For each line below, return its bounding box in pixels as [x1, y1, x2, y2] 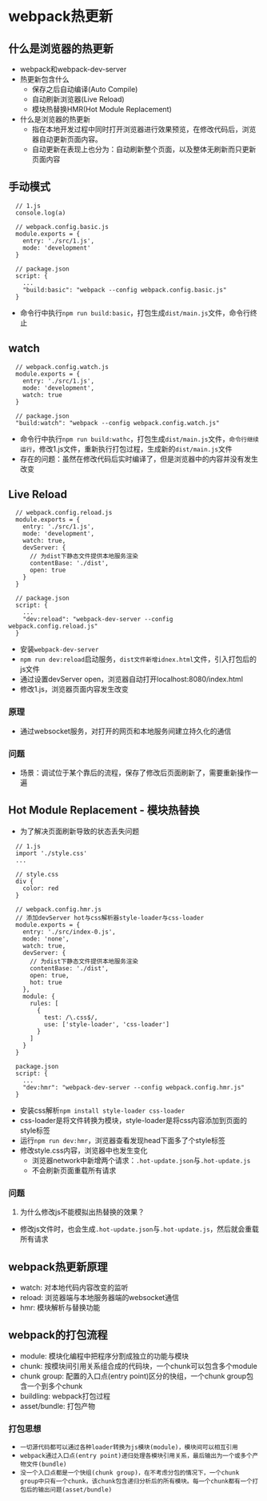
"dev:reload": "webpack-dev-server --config [22, 616, 173, 624]
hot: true [29, 978, 62, 986]
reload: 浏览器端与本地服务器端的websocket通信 [19, 1292, 180, 1302]
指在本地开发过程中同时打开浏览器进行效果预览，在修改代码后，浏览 [31, 125, 257, 134]
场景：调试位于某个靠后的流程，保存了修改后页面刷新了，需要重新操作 [19, 768, 252, 777]
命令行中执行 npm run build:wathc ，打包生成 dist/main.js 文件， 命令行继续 [19, 434, 260, 443]
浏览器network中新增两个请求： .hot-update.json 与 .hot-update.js [31, 1155, 251, 1165]
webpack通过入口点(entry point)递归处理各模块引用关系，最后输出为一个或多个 [19, 1452, 253, 1460]
